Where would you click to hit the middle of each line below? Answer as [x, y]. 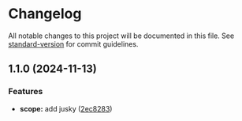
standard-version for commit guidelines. [73, 43]
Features [26, 92]
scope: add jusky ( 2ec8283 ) [66, 108]
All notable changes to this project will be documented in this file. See [121, 36]
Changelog [45, 14]
